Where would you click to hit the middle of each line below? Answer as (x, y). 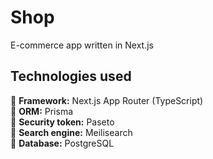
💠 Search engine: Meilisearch (71, 132)
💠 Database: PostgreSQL (62, 143)
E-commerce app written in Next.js (82, 45)
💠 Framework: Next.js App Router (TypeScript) (107, 100)
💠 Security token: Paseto (62, 122)
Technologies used (71, 76)
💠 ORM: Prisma (42, 111)
